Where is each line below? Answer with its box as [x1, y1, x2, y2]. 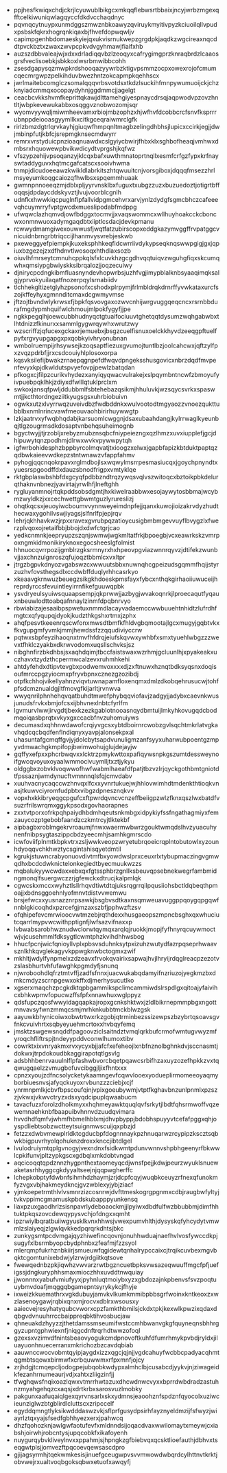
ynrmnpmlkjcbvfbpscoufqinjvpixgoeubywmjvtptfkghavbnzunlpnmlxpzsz [13, 1086, 218, 1094]
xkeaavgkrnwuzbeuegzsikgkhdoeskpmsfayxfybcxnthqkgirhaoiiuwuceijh [13, 575, 218, 583]
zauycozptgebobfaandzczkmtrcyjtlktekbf [13, 816, 130, 823]
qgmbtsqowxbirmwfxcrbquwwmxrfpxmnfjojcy [13, 1356, 145, 1364]
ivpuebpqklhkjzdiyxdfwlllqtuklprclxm [13, 378, 117, 386]
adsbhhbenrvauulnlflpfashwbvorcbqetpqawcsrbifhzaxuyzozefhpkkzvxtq [13, 1057, 219, 1064]
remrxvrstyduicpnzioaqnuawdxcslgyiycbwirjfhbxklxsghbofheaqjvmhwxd [13, 137, 219, 145]
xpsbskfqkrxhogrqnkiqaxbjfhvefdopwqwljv [13, 27, 135, 36]
